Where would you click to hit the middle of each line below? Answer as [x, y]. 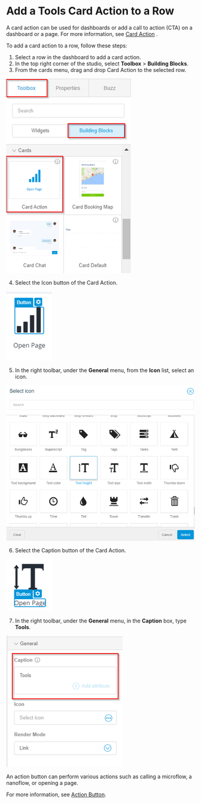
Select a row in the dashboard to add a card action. [78, 57]
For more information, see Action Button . [56, 794]
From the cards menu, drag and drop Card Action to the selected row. [100, 69]
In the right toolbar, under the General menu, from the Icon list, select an [104, 370]
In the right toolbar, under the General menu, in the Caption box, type [100, 621]
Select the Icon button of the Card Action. [66, 282]
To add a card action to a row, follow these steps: [67, 46]
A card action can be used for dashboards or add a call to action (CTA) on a [99, 28]
